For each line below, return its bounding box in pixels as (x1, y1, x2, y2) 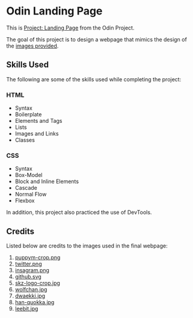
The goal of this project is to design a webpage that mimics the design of (6, 36, 188, 43)
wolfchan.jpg (14, 286, 47, 293)
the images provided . (6, 42, 59, 49)
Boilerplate (14, 111, 42, 118)
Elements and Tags (14, 117, 63, 125)
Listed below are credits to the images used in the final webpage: (6, 242, 168, 249)
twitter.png (14, 260, 42, 267)
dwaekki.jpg (14, 292, 46, 299)
